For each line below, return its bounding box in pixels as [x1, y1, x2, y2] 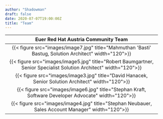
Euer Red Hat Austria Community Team [35, 36, 128, 43]
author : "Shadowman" [5, 7, 47, 12]
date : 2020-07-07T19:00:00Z [5, 16, 62, 21]
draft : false [5, 12, 32, 17]
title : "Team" [5, 20, 34, 26]
